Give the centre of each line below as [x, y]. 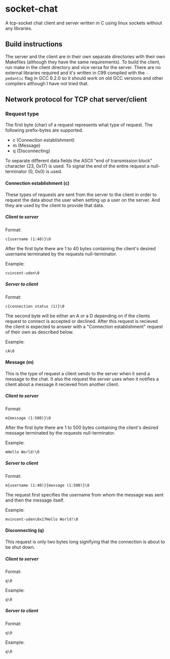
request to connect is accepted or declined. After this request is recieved [82, 321]
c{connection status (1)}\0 [35, 306]
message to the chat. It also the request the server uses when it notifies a [82, 379]
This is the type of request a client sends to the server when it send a [78, 373]
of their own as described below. [40, 332]
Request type [22, 114]
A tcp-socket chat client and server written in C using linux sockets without [84, 23]
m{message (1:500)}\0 [28, 418]
